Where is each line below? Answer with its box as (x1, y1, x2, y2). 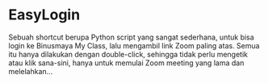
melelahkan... (8, 66, 53, 76)
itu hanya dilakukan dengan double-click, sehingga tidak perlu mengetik (8, 49, 249, 59)
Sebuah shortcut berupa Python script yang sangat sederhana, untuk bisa (8, 32, 254, 42)
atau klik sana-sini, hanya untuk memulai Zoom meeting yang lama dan (8, 58, 245, 68)
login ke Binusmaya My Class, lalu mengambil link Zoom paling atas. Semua (8, 40, 260, 50)
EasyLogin (8, 6, 81, 24)
